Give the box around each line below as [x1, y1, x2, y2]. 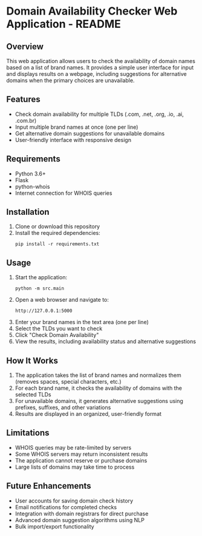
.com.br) [15, 117, 37, 124]
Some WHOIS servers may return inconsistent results [15, 450, 148, 458]
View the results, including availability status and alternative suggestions [15, 338, 197, 345]
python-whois [15, 183, 50, 190]
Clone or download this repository [15, 223, 100, 230]
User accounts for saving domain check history [15, 497, 134, 504]
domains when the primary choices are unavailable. [6, 77, 135, 84]
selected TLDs [15, 391, 51, 398]
